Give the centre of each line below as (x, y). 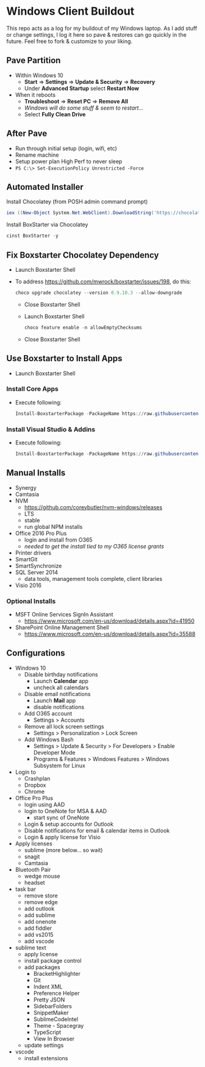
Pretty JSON (49, 1000)
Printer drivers (33, 553)
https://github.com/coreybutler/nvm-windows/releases (93, 507)
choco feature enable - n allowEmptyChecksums (83, 328)
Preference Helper (56, 993)
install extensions (46, 1058)
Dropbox (35, 785)
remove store (41, 896)
